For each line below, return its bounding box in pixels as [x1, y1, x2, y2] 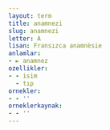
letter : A [8, 34, 42, 43]
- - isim [8, 72, 38, 80]
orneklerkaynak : [8, 102, 63, 110]
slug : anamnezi [8, 27, 59, 35]
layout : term [8, 11, 52, 20]
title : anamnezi [8, 19, 63, 27]
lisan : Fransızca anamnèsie [8, 42, 103, 50]
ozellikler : [8, 65, 48, 73]
